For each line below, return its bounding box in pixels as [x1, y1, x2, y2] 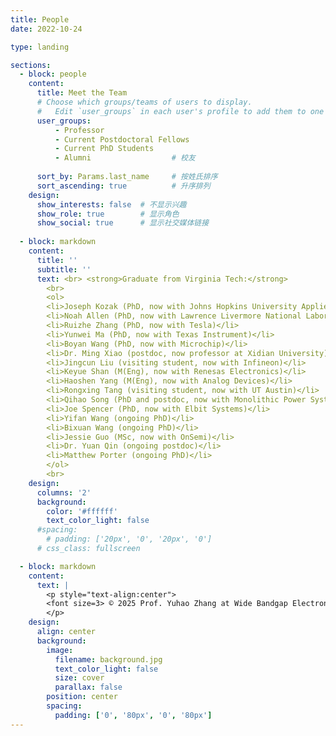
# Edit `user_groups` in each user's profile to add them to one [36, 106, 325, 116]
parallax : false [54, 682, 123, 693]
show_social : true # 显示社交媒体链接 [36, 218, 210, 228]
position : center [46, 692, 118, 702]
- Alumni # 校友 [54, 153, 196, 163]
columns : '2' [36, 487, 92, 498]
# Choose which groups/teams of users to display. [36, 97, 253, 107]
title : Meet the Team [36, 88, 128, 98]
